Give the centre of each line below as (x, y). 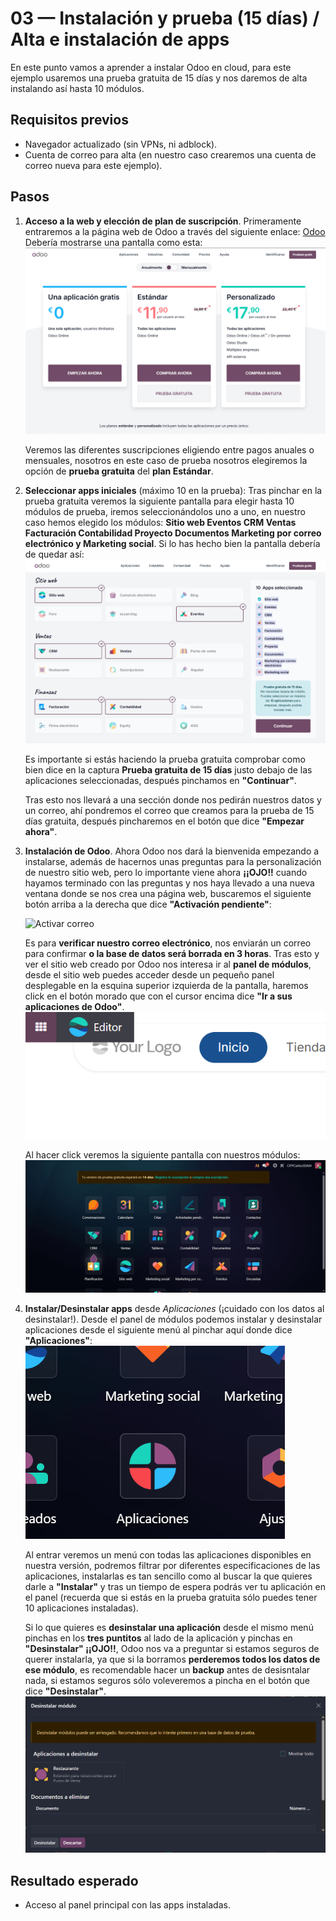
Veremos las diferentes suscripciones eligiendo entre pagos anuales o (169, 449)
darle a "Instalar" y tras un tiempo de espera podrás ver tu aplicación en (175, 1587)
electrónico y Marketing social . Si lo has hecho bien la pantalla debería (172, 543)
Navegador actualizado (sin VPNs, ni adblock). (121, 144)
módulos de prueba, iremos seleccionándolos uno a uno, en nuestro (165, 511)
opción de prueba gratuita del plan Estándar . (119, 471)
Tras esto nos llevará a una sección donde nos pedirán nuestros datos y (173, 799)
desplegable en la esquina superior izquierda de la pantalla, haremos (166, 985)
